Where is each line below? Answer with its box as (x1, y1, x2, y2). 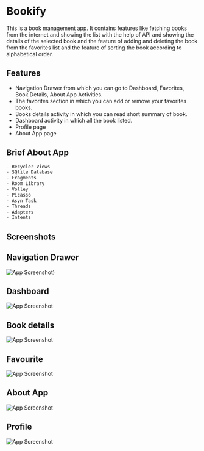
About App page (15, 129, 57, 137)
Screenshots (6, 231, 56, 242)
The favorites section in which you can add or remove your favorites (15, 97, 187, 104)
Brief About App (6, 148, 69, 158)
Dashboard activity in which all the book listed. (15, 117, 133, 124)
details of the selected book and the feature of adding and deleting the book (6, 37, 198, 45)
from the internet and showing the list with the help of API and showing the (6, 31, 194, 38)
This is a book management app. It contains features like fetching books (6, 24, 188, 32)
